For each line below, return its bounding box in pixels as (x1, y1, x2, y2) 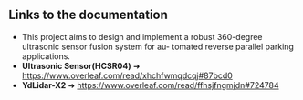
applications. (21, 50, 70, 62)
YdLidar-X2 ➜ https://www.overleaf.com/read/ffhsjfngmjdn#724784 (21, 79, 279, 90)
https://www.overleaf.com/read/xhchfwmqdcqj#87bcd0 (21, 70, 234, 81)
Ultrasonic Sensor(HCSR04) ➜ (21, 60, 141, 71)
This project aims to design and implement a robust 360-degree (21, 31, 263, 42)
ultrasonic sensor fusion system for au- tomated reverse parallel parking (21, 41, 294, 52)
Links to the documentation (8, 7, 168, 23)
